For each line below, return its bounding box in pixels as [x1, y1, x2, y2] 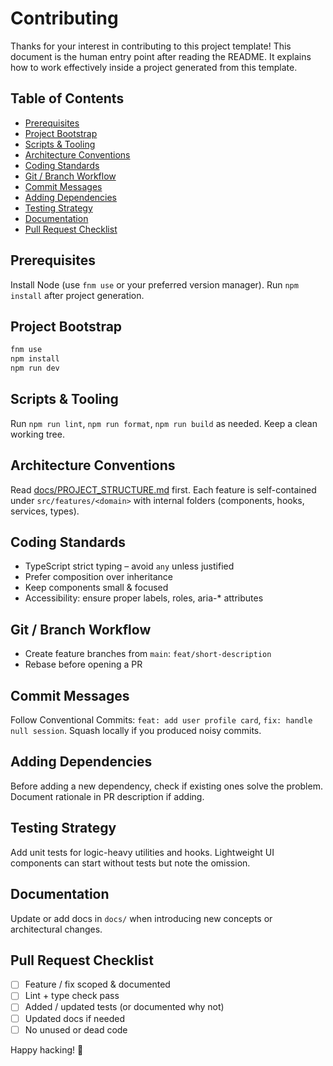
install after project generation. [10, 289, 145, 301]
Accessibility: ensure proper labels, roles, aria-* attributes [24, 592, 264, 604]
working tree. [10, 428, 65, 440]
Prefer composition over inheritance [24, 571, 173, 583]
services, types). [10, 505, 80, 517]
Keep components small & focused [24, 582, 169, 594]
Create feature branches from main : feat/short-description [24, 648, 272, 660]
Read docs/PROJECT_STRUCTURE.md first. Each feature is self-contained [10, 483, 317, 496]
